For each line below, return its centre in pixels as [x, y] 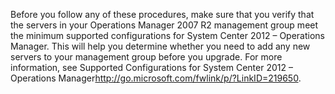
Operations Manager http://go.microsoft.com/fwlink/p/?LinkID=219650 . [156, 78]
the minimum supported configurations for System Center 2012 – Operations [167, 35]
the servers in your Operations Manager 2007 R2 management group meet [164, 25]
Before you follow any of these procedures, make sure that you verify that [162, 14]
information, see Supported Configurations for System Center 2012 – [151, 67]
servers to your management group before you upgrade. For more [146, 57]
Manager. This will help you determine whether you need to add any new [160, 46]
